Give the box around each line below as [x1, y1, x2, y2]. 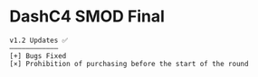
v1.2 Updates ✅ [9, 36, 69, 45]
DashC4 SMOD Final [9, 6, 166, 27]
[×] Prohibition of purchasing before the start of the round [9, 59, 249, 68]
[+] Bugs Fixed [9, 51, 67, 60]
